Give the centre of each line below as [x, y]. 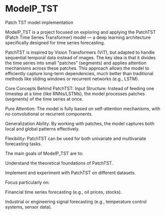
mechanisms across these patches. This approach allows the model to [77, 68]
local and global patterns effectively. [42, 129]
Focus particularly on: [27, 182]
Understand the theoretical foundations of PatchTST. [59, 163]
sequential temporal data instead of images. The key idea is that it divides [81, 57]
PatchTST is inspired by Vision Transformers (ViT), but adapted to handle [80, 52]
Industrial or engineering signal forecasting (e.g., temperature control [76, 202]
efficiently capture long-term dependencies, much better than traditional [80, 73]
